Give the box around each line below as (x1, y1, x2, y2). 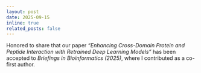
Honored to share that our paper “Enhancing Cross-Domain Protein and (6, 42, 185, 49)
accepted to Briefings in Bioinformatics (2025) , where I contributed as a (6, 54, 185, 62)
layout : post (6, 8, 39, 15)
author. (17, 61, 35, 68)
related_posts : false (6, 25, 61, 32)
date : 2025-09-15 (6, 14, 50, 20)
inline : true (6, 20, 39, 26)
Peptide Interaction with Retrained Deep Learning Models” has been (6, 48, 176, 56)
